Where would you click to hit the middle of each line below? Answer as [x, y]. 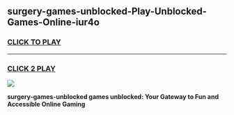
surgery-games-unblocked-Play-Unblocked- [107, 11]
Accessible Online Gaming [46, 104]
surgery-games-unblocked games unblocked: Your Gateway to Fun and [113, 96]
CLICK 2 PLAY [31, 68]
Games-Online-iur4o [53, 23]
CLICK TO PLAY [34, 43]
